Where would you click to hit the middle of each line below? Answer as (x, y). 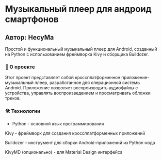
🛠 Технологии (23, 111)
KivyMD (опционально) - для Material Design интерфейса (64, 152)
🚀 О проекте (20, 67)
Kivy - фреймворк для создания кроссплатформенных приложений (75, 133)
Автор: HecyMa (30, 37)
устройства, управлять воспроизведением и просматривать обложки (78, 93)
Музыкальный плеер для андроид (78, 9)
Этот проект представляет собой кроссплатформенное (63, 78)
